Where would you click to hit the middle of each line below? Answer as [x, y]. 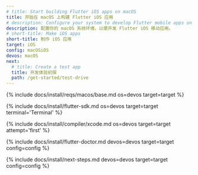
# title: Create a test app [46, 67]
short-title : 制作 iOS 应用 [39, 39]
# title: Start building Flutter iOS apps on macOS [71, 12]
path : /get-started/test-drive [50, 78]
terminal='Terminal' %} [34, 113]
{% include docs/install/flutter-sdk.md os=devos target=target [82, 106]
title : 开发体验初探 [34, 72]
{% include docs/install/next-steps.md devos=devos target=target [87, 160]
